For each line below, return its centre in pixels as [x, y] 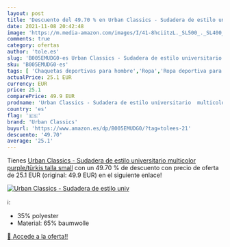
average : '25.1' [30, 141]
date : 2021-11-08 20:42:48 [46, 26]
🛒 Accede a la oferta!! [38, 237]
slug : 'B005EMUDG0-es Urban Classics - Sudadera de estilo [93, 58]
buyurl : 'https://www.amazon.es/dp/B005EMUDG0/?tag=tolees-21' [99, 128]
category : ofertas [33, 45]
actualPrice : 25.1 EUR [39, 77]
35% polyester [38, 216]
